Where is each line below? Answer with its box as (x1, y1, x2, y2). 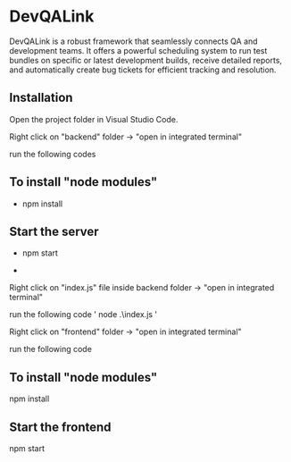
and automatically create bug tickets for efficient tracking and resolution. (9, 64, 277, 75)
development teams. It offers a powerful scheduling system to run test (9, 45, 268, 55)
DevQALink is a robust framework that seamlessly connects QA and (9, 36, 258, 46)
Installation (9, 90, 73, 105)
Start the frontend (9, 419, 112, 434)
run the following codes (9, 148, 96, 159)
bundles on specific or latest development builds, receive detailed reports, (9, 55, 283, 65)
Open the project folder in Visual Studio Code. (9, 113, 179, 124)
